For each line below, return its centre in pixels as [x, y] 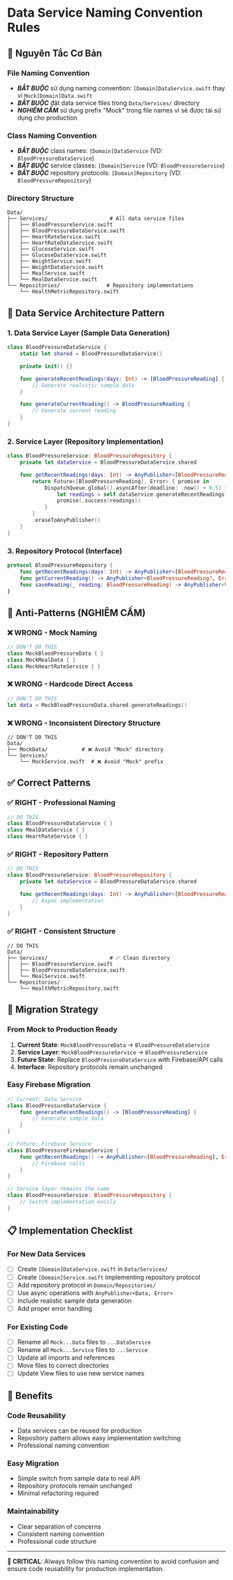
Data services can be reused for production [79, 1431]
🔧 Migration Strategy [53, 1010]
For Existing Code [37, 1327]
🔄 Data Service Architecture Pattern [86, 313]
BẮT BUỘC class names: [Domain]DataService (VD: [90, 151]
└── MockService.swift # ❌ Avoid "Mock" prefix [92, 762]
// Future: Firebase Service [49, 1144]
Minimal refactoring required [58, 1493]
